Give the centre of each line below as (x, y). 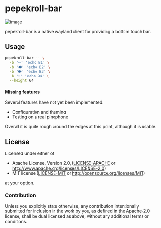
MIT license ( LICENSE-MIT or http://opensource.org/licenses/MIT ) (79, 173)
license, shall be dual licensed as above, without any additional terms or (77, 216)
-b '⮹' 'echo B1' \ (29, 62)
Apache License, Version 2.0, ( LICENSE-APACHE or (64, 163)
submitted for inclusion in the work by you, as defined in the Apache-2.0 (77, 211)
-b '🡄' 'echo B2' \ (30, 67)
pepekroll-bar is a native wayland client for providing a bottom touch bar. (78, 31)
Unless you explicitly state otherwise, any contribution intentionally (72, 206)
